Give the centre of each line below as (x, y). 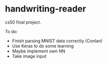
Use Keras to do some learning (43, 46)
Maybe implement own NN (38, 51)
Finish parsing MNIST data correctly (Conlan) (57, 41)
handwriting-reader (46, 9)
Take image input (29, 56)
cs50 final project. (23, 22)
